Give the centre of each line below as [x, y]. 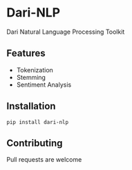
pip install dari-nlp [38, 122]
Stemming [31, 77]
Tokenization [35, 70]
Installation [31, 106]
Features [26, 53]
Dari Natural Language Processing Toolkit [66, 32]
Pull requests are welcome [44, 160]
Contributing [35, 143]
